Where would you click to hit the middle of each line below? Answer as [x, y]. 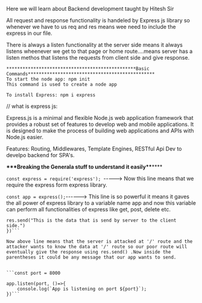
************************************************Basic [78, 69]
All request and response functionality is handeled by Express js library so [98, 20]
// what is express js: [32, 106]
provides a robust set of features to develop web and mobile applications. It [100, 124]
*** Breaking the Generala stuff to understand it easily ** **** [84, 167]
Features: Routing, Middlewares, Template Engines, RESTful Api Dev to [94, 149]
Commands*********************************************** [80, 74]
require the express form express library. [57, 185]
